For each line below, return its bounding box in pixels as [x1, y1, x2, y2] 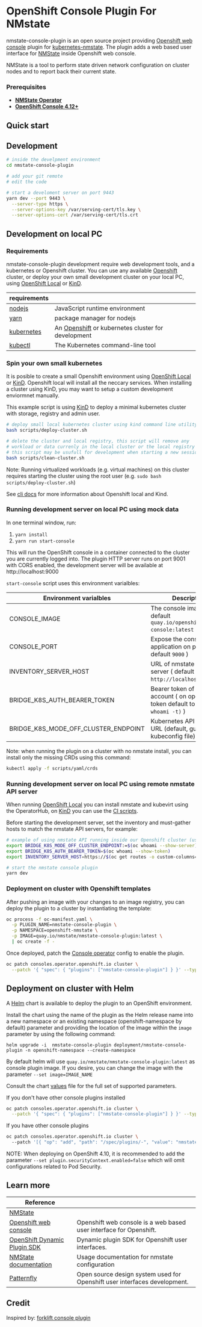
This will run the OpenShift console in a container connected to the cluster [6, 549, 191, 556]
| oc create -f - [11, 939, 55, 945]
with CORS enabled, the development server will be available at [6, 561, 164, 568]
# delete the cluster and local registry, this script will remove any [6, 438, 189, 444]
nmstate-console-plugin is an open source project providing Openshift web [6, 37, 193, 44]
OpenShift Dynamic [9, 1235, 64, 1244]
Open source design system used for [76, 1270, 182, 1278]
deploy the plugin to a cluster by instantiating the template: [6, 904, 152, 912]
